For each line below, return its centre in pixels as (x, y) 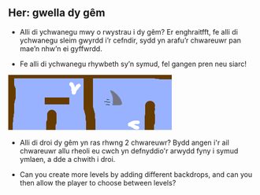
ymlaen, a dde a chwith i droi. (67, 159)
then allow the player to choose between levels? (98, 182)
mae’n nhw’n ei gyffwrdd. (61, 48)
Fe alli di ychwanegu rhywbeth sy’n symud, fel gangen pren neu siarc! (133, 64)
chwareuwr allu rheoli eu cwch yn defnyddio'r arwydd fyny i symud (129, 151)
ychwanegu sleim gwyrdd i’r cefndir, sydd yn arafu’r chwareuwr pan (130, 40)
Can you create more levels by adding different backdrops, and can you (136, 174)
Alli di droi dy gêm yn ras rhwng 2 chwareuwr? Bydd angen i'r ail (124, 142)
